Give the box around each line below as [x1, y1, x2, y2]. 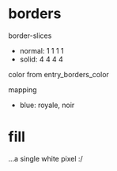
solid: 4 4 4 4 [19, 54, 63, 64]
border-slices [8, 31, 52, 40]
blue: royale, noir [19, 100, 75, 110]
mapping [8, 84, 37, 95]
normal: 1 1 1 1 [19, 46, 65, 55]
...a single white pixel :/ [8, 154, 83, 163]
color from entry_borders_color [8, 69, 109, 79]
